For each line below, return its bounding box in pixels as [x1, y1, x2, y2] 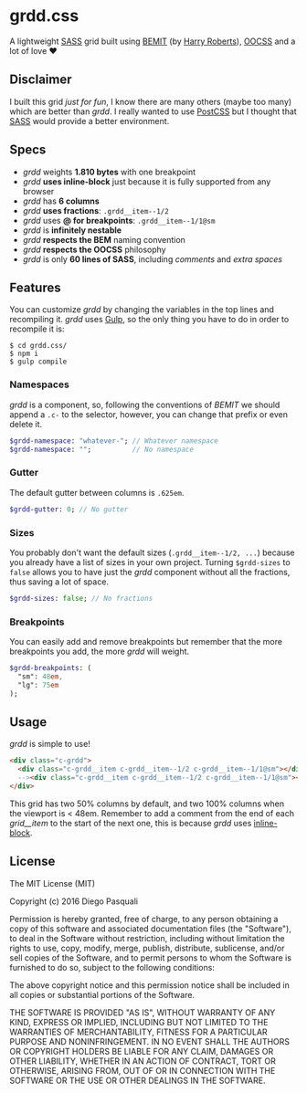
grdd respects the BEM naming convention [22, 234, 185, 245]
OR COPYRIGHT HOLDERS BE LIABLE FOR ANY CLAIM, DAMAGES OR [9, 1046, 274, 1056]
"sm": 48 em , [17, 672, 64, 681]
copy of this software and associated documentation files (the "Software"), [9, 923, 292, 934]
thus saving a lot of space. [9, 576, 110, 587]
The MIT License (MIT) [9, 878, 96, 888]
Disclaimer [9, 72, 72, 88]
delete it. [9, 418, 43, 429]
